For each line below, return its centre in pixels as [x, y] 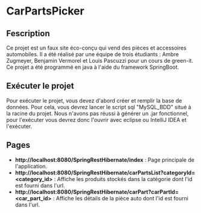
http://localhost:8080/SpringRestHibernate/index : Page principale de [105, 160]
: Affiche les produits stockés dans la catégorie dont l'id [123, 179]
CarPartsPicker [45, 11]
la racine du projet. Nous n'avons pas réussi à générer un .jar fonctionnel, [97, 113]
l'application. [31, 166]
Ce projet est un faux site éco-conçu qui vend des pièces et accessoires [97, 48]
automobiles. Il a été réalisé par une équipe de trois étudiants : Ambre [93, 54]
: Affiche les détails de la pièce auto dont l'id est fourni [121, 198]
